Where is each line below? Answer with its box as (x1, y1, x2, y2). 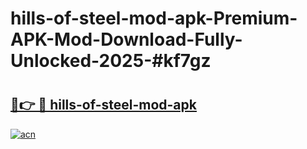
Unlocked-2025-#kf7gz (10, 50, 212, 72)
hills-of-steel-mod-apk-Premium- (10, 7, 298, 30)
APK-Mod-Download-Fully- (10, 28, 243, 51)
